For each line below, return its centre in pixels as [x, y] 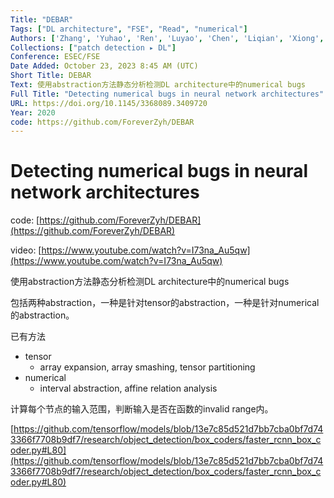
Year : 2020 [33, 112]
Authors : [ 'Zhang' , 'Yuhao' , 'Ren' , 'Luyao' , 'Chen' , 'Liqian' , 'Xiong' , [167, 38]
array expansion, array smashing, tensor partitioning [147, 367]
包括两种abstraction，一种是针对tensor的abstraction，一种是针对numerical [165, 303]
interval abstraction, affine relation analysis [128, 388]
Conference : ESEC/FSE [55, 57]
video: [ [26, 250]
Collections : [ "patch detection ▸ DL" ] [93, 47]
